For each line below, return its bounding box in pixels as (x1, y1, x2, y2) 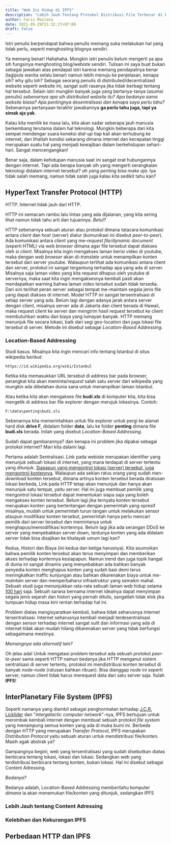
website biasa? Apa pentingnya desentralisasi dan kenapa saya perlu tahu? (5, 99, 165, 105)
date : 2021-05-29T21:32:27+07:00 (5, 21, 76, 27)
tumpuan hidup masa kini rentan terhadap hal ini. (5, 599, 108, 605)
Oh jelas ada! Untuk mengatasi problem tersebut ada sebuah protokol (5, 651, 151, 657)
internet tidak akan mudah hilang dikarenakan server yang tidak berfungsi (5, 626, 160, 632)
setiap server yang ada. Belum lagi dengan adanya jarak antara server (5, 297, 152, 303)
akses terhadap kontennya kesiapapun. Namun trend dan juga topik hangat (5, 556, 163, 562)
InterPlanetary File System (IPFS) (5, 692, 113, 701)
